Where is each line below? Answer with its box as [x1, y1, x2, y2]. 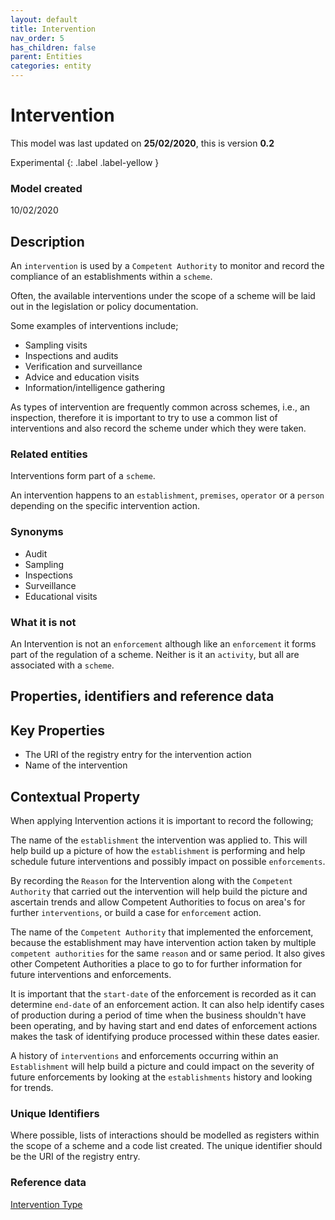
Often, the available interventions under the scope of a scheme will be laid [10, 290, 316, 302]
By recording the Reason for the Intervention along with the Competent [10, 874, 293, 886]
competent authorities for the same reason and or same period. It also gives [10, 947, 326, 959]
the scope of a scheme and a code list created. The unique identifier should [10, 1140, 323, 1152]
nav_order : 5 [10, 33, 65, 43]
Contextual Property [10, 788, 141, 805]
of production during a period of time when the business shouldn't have [10, 1009, 307, 1021]
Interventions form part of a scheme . [10, 470, 156, 482]
